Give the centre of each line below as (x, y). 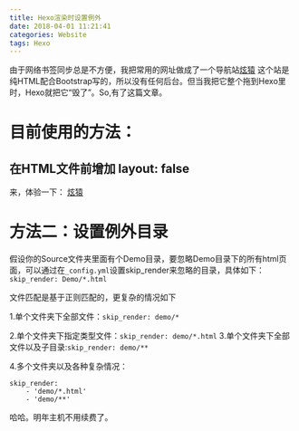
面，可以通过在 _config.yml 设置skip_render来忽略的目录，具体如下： (137, 270)
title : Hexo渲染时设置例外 (55, 18)
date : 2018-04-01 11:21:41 (60, 26)
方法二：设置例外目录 (89, 232)
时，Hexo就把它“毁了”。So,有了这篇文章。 (88, 92)
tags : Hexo (30, 43)
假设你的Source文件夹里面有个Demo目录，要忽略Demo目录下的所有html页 (148, 259)
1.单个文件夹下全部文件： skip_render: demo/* (94, 317)
